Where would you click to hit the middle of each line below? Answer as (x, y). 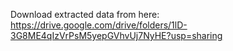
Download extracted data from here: (85, 14)
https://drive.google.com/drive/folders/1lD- (99, 25)
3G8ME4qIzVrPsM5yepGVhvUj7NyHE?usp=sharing (116, 35)
